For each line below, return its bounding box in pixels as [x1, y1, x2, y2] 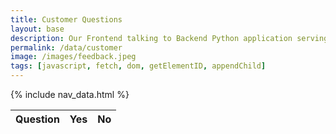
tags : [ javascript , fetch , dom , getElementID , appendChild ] [10, 61, 267, 71]
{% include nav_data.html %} [10, 89, 130, 100]
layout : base [10, 24, 65, 34]
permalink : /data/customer [10, 42, 123, 53]
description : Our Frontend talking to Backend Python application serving [10, 33, 329, 43]
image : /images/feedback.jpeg [10, 52, 137, 62]
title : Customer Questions [10, 14, 123, 25]
